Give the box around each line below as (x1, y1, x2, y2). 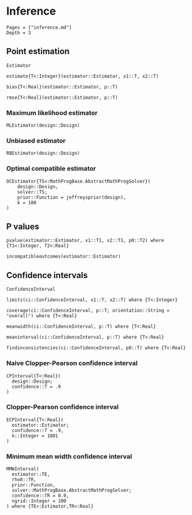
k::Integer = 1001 (12, 433, 59, 439)
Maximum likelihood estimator (6, 108, 98, 117)
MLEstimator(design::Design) (6, 123, 80, 129)
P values (6, 221, 39, 232)
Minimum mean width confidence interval (6, 452, 132, 461)
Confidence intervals (6, 270, 88, 280)
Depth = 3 (6, 29, 32, 36)
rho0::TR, (12, 477, 36, 483)
